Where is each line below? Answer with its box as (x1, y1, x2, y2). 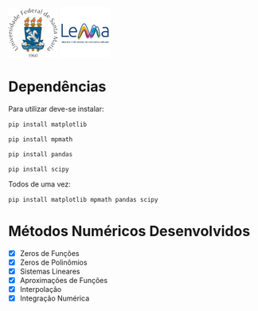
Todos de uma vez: (8, 179, 71, 189)
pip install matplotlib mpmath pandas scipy (8, 195, 158, 203)
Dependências (8, 78, 107, 96)
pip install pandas (8, 150, 73, 158)
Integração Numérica (19, 293, 90, 303)
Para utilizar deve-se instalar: (8, 104, 104, 113)
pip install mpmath (8, 135, 73, 144)
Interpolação (19, 285, 62, 294)
